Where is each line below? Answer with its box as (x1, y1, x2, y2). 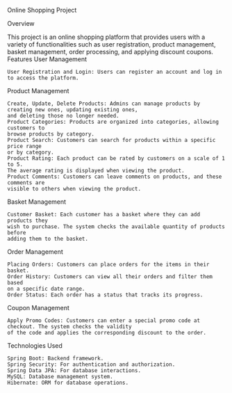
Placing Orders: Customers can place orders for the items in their (7, 261, 210, 268)
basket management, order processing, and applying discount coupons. (7, 48, 214, 56)
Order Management (7, 248, 64, 256)
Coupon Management (7, 304, 69, 312)
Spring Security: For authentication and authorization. (7, 361, 176, 368)
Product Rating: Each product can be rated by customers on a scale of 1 (7, 155, 226, 162)
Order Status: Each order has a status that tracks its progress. (7, 291, 204, 298)
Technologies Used (7, 342, 63, 350)
